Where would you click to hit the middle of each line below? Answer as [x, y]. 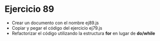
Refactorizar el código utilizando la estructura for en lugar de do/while [83, 33]
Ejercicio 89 [30, 9]
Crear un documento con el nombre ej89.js [55, 23]
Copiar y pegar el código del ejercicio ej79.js [57, 28]
